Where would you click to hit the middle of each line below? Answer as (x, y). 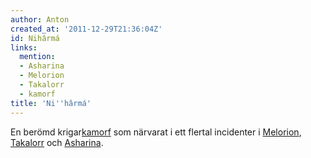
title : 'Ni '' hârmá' (51, 103)
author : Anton (40, 19)
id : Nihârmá (35, 38)
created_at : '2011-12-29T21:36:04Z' (86, 29)
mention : (37, 57)
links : (24, 47)
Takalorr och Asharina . (57, 142)
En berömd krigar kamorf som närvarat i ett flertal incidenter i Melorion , (156, 132)
